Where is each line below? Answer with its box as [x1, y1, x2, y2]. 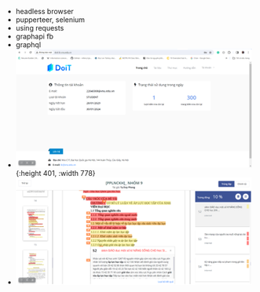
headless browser [15, 7, 75, 16]
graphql [15, 40, 42, 49]
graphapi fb [15, 31, 53, 41]
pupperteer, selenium [15, 15, 85, 24]
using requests [15, 24, 64, 32]
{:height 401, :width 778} [15, 169, 96, 178]
